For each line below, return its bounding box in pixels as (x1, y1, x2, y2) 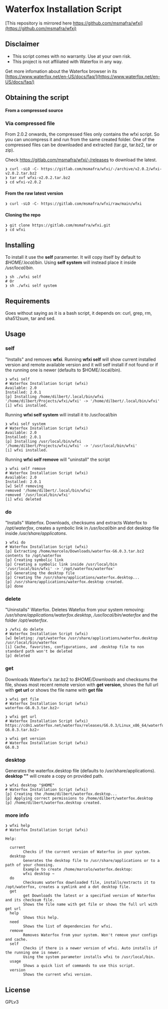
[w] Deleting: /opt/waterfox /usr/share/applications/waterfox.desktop (5, 636, 157, 641)
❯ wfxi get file (5, 697, 39, 702)
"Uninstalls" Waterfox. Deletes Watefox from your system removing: (5, 607, 145, 613)
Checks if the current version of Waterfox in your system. (23, 849, 151, 854)
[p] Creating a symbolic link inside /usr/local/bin (5, 562, 117, 567)
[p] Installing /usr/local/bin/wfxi (5, 439, 81, 444)
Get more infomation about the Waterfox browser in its (5, 68, 117, 74)
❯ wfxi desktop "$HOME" (5, 782, 55, 788)
